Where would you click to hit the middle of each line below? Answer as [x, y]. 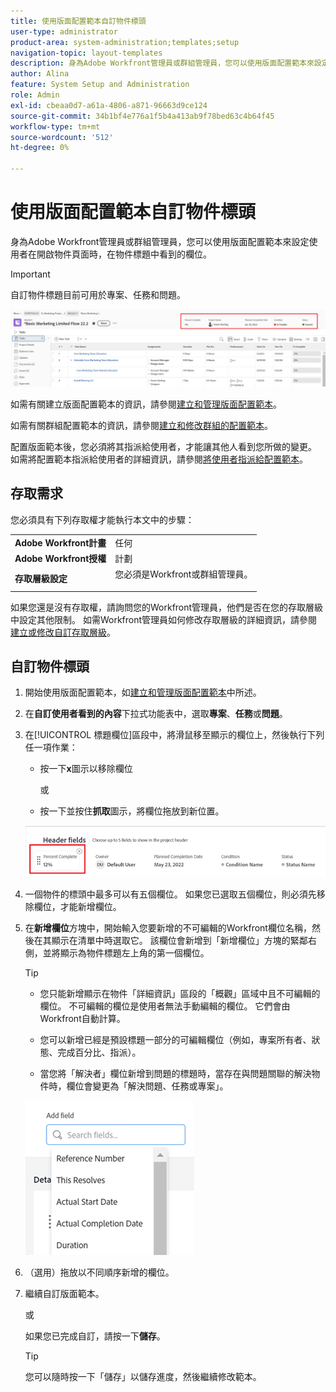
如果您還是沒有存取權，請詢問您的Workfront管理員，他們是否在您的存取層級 [167, 607]
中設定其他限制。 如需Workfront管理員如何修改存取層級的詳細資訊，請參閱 [164, 619]
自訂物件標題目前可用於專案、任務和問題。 [98, 294]
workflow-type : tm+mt [55, 126]
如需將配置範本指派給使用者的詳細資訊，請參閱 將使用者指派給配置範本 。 [159, 459]
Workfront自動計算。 [82, 1019]
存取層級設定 [41, 579]
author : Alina [40, 74]
